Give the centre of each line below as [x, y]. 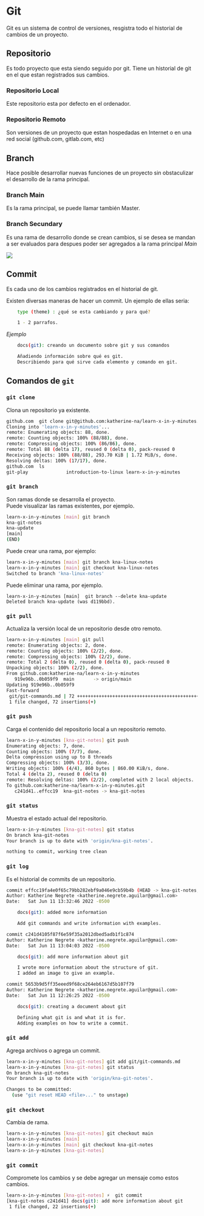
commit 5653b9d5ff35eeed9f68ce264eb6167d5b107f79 [70, 984]
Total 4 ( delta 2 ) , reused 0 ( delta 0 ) [57, 774]
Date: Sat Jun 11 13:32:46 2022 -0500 [58, 902]
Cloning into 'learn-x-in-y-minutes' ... [58, 427]
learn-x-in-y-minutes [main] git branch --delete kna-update [87, 596]
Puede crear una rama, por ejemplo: [51, 551]
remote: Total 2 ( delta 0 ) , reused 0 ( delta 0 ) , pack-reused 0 [88, 662]
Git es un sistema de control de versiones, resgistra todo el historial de [94, 28]
